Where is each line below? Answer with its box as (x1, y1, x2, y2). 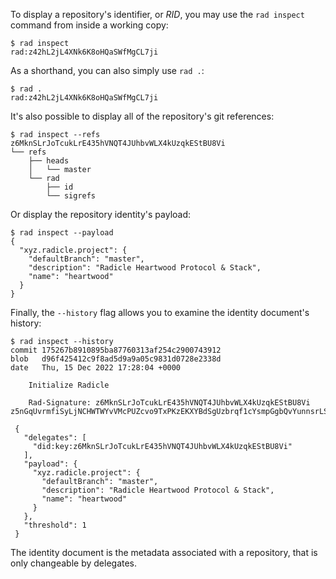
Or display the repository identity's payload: (10, 209, 192, 220)
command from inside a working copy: (10, 19, 169, 31)
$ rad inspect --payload (10, 228, 114, 238)
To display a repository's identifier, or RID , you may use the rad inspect (10, 9, 305, 20)
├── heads (28, 156, 70, 166)
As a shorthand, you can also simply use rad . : (10, 65, 205, 76)
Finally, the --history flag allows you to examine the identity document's (10, 307, 310, 318)
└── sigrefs (46, 191, 97, 201)
